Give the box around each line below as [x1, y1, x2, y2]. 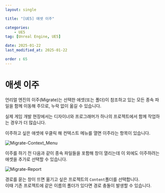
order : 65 [5, 57, 28, 62]
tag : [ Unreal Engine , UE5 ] [5, 34, 61, 39]
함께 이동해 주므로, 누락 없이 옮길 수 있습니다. [14, 103, 102, 109]
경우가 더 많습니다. [10, 119, 46, 125]
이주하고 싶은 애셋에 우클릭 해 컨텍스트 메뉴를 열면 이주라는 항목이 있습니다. [5, 130, 151, 136]
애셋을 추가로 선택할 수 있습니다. [5, 156, 68, 162]
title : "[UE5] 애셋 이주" [5, 16, 55, 21]
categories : [5, 25, 30, 30]
